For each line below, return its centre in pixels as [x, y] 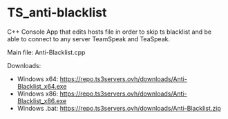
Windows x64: [38, 79]
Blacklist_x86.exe [42, 100]
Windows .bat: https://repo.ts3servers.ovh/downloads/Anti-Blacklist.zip [119, 108]
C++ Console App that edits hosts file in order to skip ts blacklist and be [110, 32]
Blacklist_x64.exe [42, 86]
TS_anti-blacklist [57, 13]
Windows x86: [38, 94]
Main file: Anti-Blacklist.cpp [46, 52]
